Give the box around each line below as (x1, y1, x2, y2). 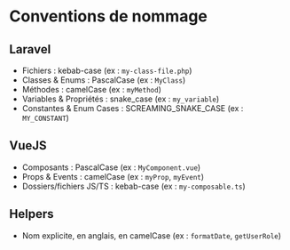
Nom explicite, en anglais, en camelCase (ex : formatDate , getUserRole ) (21, 230, 282, 241)
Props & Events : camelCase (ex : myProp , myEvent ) (21, 171, 205, 181)
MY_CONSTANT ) (21, 113, 69, 123)
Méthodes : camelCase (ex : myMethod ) (21, 85, 162, 94)
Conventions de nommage (9, 6, 208, 27)
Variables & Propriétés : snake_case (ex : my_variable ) (21, 93, 220, 104)
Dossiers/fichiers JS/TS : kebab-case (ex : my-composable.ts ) (21, 181, 246, 191)
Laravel (9, 42, 51, 57)
